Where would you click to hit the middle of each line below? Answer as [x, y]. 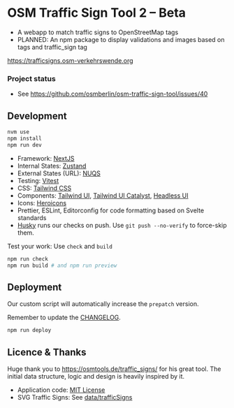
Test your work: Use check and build [60, 246]
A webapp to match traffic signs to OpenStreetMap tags [98, 32]
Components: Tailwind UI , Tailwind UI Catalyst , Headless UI [103, 195]
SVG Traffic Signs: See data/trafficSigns [75, 397]
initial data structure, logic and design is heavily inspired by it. [96, 376]
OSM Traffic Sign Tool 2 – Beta [97, 13]
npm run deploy [29, 330]
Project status [31, 78]
